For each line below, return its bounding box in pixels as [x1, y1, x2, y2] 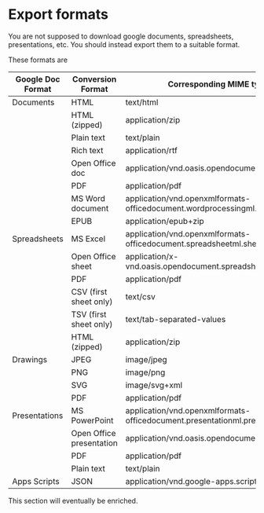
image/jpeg [125, 354, 167, 365]
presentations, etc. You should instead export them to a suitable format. [8, 39, 240, 49]
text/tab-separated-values [125, 313, 226, 324]
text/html [125, 97, 159, 108]
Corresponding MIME [167, 79, 250, 90]
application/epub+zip [125, 215, 204, 226]
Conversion [71, 73, 117, 84]
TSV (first [71, 309, 107, 320]
